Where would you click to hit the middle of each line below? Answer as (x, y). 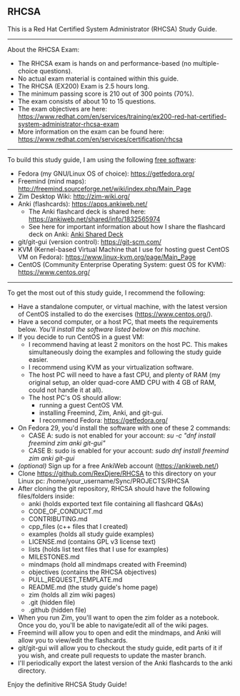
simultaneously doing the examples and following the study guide (125, 352)
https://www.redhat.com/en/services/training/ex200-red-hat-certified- (122, 116)
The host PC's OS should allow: (75, 397)
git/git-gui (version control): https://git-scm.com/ (90, 241)
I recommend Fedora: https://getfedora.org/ (103, 420)
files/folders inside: (46, 496)
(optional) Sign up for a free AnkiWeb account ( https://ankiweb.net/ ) (118, 465)
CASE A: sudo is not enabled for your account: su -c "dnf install (122, 435)
